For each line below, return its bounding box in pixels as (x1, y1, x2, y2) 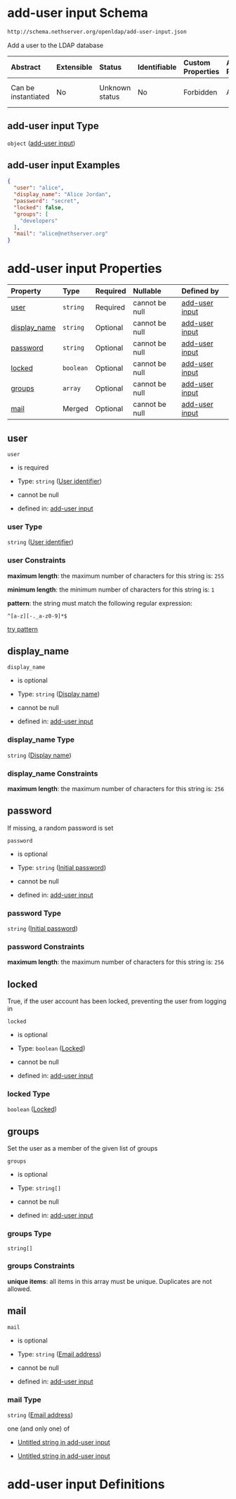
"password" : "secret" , (13, 197, 80, 205)
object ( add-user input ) (7, 139, 76, 147)
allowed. (7, 1285, 32, 1293)
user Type (7, 522, 43, 532)
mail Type (7, 1395, 41, 1405)
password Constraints (7, 941, 85, 951)
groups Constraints (7, 1261, 75, 1271)
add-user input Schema (7, 5, 149, 21)
